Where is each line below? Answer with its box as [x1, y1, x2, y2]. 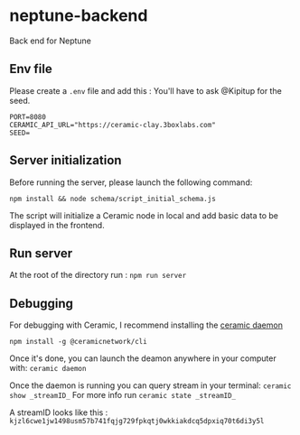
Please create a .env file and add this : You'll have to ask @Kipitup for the [9, 85, 282, 96]
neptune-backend [9, 5, 148, 26]
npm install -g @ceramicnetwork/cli [9, 338, 147, 347]
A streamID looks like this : [9, 407, 108, 418]
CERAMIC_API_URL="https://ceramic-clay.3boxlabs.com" [9, 120, 217, 129]
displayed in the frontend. [9, 219, 106, 230]
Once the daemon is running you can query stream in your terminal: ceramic [9, 380, 292, 391]
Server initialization [9, 153, 122, 168]
